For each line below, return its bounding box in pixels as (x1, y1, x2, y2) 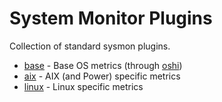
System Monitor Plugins (9, 7, 213, 30)
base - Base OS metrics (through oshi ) (23, 59, 183, 71)
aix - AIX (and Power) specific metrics (23, 70, 181, 82)
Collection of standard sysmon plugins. (9, 40, 171, 52)
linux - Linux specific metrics (23, 80, 144, 92)
